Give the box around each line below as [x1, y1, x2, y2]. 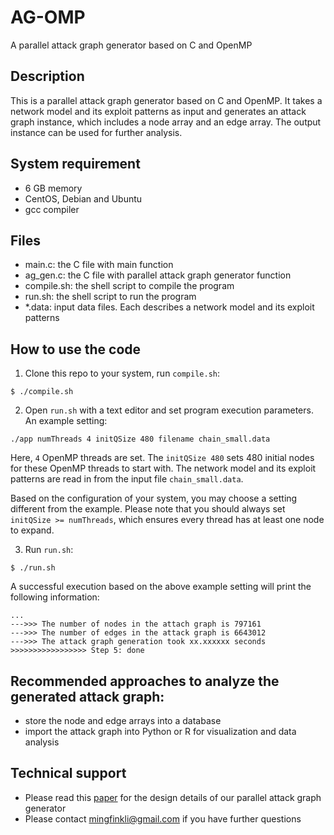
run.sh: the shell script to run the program [24, 291, 197, 303]
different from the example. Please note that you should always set [10, 503, 286, 515]
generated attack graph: [10, 688, 165, 705]
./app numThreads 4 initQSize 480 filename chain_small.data [10, 434, 271, 445]
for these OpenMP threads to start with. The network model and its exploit [10, 462, 317, 475]
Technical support [10, 765, 127, 782]
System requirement [10, 156, 141, 173]
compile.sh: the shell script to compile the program [24, 280, 235, 292]
